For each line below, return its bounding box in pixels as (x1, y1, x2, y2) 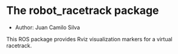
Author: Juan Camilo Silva (15, 24, 80, 31)
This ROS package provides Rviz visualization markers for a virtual (6, 35, 173, 42)
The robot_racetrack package (6, 4, 159, 18)
